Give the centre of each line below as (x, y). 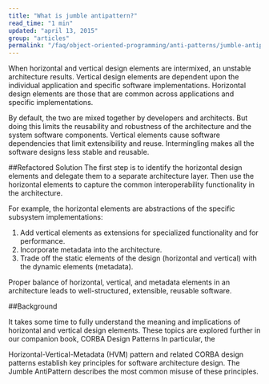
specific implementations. (51, 103)
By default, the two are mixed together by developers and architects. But (128, 118)
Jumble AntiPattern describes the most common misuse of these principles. (133, 372)
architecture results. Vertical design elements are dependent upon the (124, 77)
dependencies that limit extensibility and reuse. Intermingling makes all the (131, 143)
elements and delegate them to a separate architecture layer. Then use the (131, 176)
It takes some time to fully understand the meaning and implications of (124, 322)
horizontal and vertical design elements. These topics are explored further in (134, 330)
